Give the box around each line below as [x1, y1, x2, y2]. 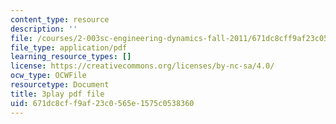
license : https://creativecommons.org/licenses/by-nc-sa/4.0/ [10, 61, 275, 71]
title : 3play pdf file [10, 89, 105, 99]
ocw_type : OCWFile [10, 71, 87, 81]
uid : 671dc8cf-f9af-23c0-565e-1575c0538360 [10, 98, 195, 108]
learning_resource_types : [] [10, 52, 132, 62]
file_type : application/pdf [10, 42, 128, 53]
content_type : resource [10, 14, 110, 25]
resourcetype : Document [10, 80, 110, 90]
